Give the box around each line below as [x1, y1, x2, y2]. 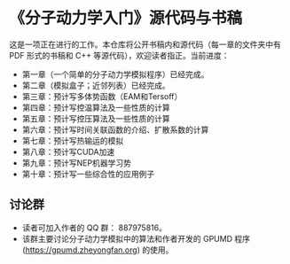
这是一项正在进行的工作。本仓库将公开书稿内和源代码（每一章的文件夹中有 [9, 39, 281, 50]
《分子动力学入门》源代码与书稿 [9, 8, 243, 28]
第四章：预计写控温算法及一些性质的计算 [21, 102, 170, 113]
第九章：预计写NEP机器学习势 [21, 157, 131, 168]
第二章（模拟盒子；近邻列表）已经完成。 [21, 80, 170, 90]
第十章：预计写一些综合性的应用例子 [21, 168, 155, 179]
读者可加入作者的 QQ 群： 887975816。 [21, 222, 167, 233]
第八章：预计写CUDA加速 [21, 146, 115, 157]
